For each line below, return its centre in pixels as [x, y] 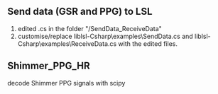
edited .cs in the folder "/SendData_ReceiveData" [89, 28]
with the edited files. [148, 43]
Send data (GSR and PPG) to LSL [80, 12]
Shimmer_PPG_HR [49, 66]
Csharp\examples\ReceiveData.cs [67, 43]
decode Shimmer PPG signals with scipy [66, 83]
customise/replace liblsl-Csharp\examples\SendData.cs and [105, 36]
